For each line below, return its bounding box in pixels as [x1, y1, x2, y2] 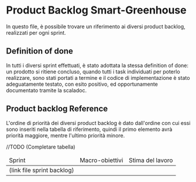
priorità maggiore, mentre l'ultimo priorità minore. [6, 132, 125, 139]
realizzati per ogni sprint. [6, 29, 66, 36]
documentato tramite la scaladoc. [6, 86, 87, 94]
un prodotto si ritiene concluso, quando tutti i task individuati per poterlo [6, 68, 180, 75]
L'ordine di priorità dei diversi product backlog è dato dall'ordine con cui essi [6, 119, 191, 126]
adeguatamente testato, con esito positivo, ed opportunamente [6, 80, 158, 87]
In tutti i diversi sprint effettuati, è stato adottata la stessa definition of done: [6, 62, 189, 69]
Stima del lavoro [128, 156, 173, 164]
